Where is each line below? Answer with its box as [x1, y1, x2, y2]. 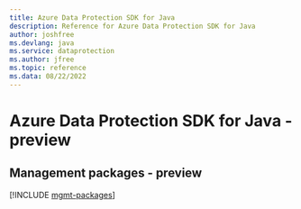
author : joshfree [9, 30, 75, 39]
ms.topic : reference [9, 64, 87, 73]
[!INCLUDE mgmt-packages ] [9, 189, 115, 200]
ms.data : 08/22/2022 [9, 72, 87, 81]
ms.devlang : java [9, 38, 75, 48]
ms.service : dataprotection [9, 47, 115, 56]
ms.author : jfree [9, 55, 75, 64]
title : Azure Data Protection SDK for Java [9, 13, 176, 23]
